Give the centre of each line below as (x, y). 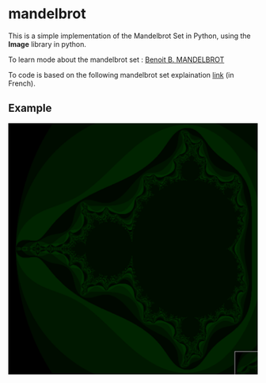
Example (30, 108)
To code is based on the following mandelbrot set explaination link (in (121, 75)
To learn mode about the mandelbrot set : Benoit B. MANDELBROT (116, 59)
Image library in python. (47, 44)
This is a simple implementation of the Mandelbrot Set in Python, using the (129, 36)
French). (22, 83)
